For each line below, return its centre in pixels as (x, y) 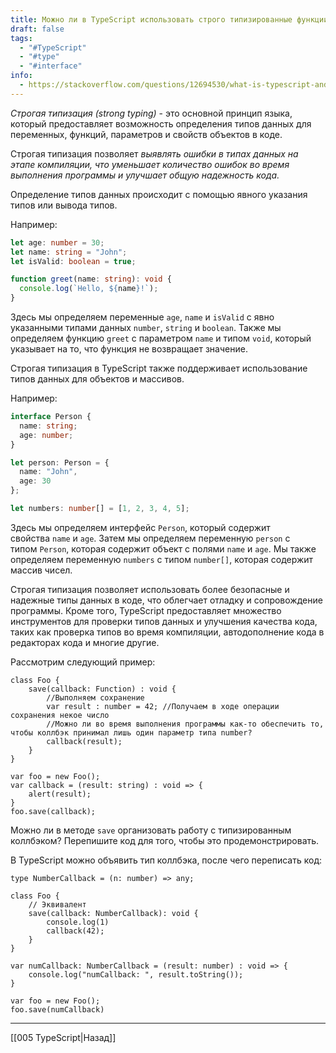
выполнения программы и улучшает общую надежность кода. (145, 175)
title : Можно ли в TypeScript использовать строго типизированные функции (169, 19)
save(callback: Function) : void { (102, 689)
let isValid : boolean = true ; (73, 261)
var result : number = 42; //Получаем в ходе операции (163, 706)
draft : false (37, 29)
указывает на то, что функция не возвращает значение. (129, 349)
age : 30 (35, 481)
